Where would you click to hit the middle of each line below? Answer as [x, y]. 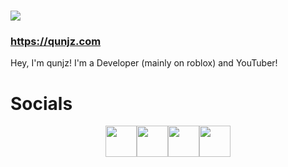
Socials [41, 103]
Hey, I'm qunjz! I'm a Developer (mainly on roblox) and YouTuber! [144, 63]
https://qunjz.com [56, 42]
